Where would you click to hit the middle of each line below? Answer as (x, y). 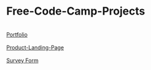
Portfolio (17, 34)
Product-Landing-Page (35, 47)
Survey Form (22, 60)
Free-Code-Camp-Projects (76, 11)
